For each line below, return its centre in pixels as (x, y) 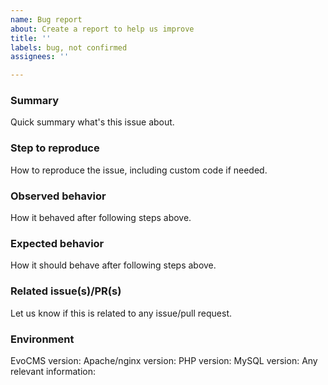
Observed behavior (58, 196)
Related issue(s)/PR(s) (66, 291)
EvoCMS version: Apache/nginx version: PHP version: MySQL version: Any (164, 360)
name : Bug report (46, 19)
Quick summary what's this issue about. (92, 122)
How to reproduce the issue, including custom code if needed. (139, 170)
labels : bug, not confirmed (69, 47)
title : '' (31, 38)
